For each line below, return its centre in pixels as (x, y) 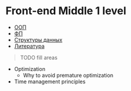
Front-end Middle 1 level (66, 11)
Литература (29, 46)
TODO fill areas (39, 57)
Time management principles (50, 82)
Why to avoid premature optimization (68, 75)
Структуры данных (38, 40)
